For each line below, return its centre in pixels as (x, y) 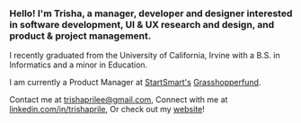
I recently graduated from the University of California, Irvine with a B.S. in (145, 56)
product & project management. (80, 36)
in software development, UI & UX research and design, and (142, 24)
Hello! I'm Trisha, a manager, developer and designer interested (151, 13)
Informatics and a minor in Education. (79, 65)
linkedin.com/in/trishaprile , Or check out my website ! (107, 110)
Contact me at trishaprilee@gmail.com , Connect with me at (119, 100)
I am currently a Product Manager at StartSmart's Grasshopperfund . (135, 83)
